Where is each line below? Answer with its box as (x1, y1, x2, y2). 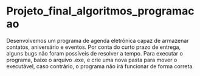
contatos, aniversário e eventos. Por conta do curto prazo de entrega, (6, 43, 181, 51)
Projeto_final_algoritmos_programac (6, 4, 195, 18)
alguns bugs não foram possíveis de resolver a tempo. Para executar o (6, 49, 184, 57)
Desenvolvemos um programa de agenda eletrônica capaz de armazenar (6, 37, 190, 44)
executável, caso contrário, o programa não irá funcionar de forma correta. (6, 62, 195, 70)
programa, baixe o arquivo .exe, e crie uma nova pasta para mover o (6, 56, 178, 63)
